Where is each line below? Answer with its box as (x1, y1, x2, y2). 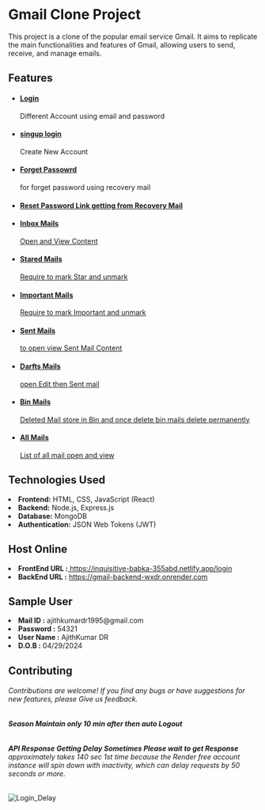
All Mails (19, 433, 49, 442)
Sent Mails (19, 326, 56, 335)
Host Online (8, 543, 68, 556)
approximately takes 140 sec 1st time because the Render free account (8, 751, 240, 761)
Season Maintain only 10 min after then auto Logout (8, 718, 183, 729)
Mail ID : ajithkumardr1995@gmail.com (18, 615, 144, 626)
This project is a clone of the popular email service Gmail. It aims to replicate (8, 32, 258, 41)
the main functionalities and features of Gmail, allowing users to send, (8, 40, 236, 49)
